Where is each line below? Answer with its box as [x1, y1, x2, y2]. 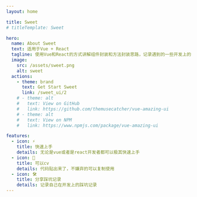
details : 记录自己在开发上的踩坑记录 [16, 182, 97, 188]
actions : [11, 73, 33, 79]
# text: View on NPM [16, 117, 72, 123]
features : [6, 133, 30, 139]
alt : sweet [16, 68, 43, 74]
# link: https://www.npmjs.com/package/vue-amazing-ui [16, 123, 159, 128]
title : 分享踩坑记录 [16, 176, 62, 182]
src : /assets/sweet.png [16, 62, 75, 68]
